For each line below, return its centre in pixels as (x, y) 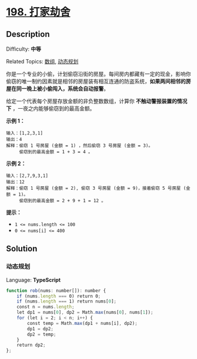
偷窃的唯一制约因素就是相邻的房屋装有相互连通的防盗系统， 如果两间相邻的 (96, 81)
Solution (22, 249)
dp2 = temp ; (42, 334)
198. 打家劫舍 (38, 12)
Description (28, 34)
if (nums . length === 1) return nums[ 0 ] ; (67, 301)
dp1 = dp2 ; (40, 329)
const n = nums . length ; (46, 307)
